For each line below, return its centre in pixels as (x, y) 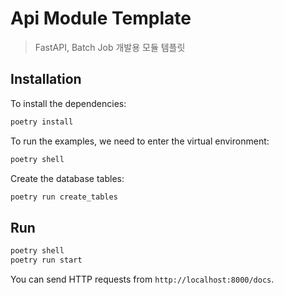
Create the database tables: (67, 178)
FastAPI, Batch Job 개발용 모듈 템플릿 (110, 47)
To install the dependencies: (68, 103)
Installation (46, 79)
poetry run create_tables (64, 197)
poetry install (42, 122)
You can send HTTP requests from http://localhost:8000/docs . (142, 279)
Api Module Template (101, 18)
